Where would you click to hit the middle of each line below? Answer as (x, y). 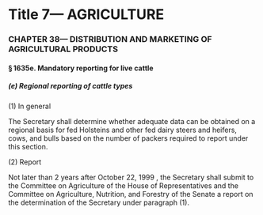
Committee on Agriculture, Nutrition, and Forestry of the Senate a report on (131, 194)
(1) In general (30, 106)
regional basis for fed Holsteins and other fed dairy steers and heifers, (123, 130)
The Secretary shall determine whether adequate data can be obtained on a (132, 121)
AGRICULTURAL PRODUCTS (63, 49)
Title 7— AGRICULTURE (86, 15)
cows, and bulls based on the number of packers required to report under (128, 138)
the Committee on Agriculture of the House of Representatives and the (124, 185)
